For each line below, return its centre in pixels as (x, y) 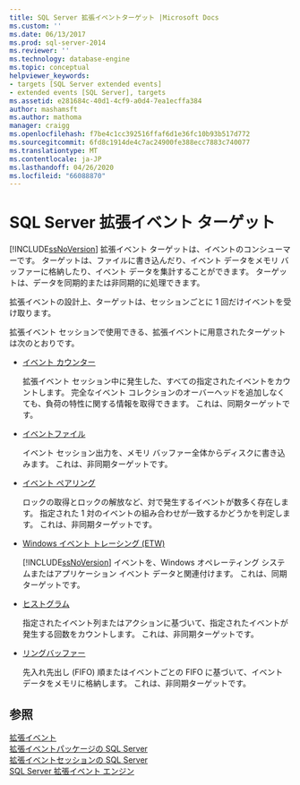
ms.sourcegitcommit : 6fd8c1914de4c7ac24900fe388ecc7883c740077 (130, 142)
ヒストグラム (46, 604)
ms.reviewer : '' (39, 51)
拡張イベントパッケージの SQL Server (78, 749)
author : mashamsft (43, 109)
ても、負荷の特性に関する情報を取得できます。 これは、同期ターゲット (152, 404)
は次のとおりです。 (44, 343)
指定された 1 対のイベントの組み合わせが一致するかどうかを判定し (161, 513)
